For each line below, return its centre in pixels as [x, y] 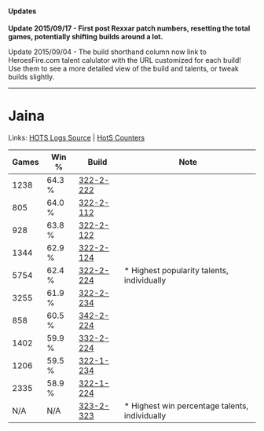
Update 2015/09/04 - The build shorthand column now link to [107, 52]
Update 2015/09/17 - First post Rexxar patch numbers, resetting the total [129, 28]
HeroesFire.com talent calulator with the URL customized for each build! [125, 60]
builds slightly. [31, 77]
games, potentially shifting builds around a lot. [86, 37]
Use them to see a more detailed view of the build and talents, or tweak [124, 69]
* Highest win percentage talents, [187, 406]
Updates [22, 11]
